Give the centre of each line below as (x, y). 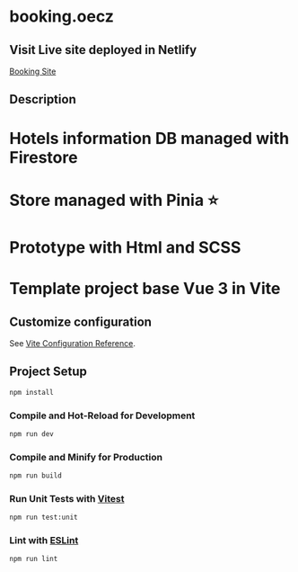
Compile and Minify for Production (86, 457)
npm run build (36, 476)
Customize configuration (81, 322)
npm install (31, 392)
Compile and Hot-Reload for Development (102, 416)
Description (43, 99)
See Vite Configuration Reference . (73, 343)
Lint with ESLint (44, 541)
